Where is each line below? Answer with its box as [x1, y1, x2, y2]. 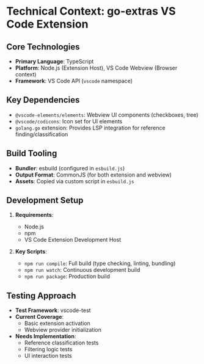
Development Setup [6, 195, 84, 206]
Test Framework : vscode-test [15, 307, 91, 314]
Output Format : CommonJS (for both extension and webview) [15, 171, 172, 178]
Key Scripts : [15, 248, 47, 255]
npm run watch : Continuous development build [24, 266, 140, 274]
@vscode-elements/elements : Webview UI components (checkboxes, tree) [15, 111, 199, 118]
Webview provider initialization [24, 326, 102, 333]
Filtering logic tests [24, 346, 73, 353]
